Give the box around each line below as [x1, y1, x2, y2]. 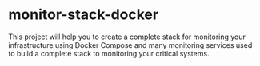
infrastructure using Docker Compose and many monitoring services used [8, 40, 253, 49]
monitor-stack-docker [8, 6, 158, 24]
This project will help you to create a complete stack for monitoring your [8, 32, 246, 41]
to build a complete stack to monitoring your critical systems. [8, 49, 210, 58]
